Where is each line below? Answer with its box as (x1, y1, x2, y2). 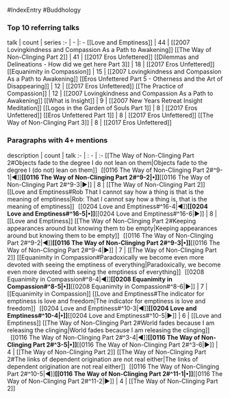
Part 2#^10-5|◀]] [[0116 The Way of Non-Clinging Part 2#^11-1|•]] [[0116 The (7, 369, 223, 377)
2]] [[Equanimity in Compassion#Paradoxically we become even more (7, 253, 204, 261)
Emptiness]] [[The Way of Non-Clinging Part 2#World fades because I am (7, 319, 215, 327)
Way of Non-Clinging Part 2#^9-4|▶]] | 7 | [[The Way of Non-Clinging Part (7, 246, 217, 254)
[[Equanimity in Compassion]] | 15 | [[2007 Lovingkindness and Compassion (7, 68, 222, 76)
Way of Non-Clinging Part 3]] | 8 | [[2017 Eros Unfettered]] (7, 119, 172, 127)
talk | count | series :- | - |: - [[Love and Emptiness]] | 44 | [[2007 (7, 38, 190, 47)
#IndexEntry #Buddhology (7, 6, 81, 14)
